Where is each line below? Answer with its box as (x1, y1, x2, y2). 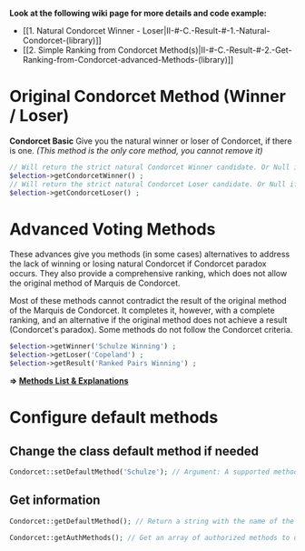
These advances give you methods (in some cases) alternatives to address (9, 249, 290, 260)
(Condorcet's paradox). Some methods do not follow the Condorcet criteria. (9, 325, 293, 336)
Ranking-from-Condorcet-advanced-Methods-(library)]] (22, 55, 234, 65)
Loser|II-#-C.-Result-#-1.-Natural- (142, 25, 271, 35)
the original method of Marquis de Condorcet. (9, 277, 181, 289)
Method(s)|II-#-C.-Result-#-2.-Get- (159, 45, 292, 55)
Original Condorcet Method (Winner (9, 86, 286, 107)
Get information (9, 493, 101, 508)
